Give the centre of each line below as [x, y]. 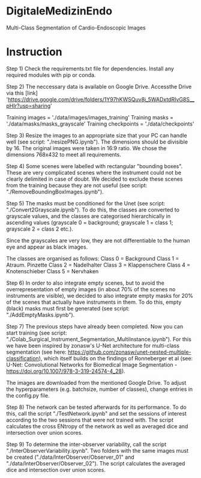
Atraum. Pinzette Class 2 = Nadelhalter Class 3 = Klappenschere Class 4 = [98, 265]
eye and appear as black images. [47, 247]
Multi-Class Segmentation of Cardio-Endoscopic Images [76, 28]
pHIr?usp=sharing [28, 106]
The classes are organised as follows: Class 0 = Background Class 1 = [93, 258]
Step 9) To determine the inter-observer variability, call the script [86, 444]
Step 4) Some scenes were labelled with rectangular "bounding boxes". [94, 166]
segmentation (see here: [37, 352]
